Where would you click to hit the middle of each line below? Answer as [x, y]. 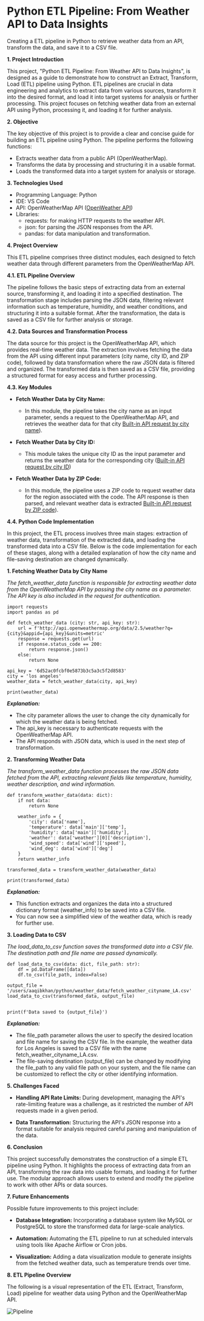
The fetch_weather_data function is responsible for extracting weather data [102, 583]
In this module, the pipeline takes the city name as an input [98, 411]
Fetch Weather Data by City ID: [56, 442]
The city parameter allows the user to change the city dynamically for [103, 715]
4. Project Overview [32, 245]
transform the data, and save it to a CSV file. [62, 47]
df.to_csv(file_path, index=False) [63, 975]
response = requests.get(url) [56, 639]
